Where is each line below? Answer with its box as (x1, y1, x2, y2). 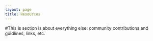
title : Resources (5, 12, 41, 17)
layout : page (5, 7, 32, 12)
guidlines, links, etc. (5, 30, 46, 36)
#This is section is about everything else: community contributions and (5, 25, 149, 31)
